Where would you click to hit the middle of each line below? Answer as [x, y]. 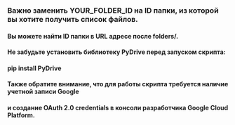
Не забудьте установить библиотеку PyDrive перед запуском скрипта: [116, 52]
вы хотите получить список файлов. [73, 19]
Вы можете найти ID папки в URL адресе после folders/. [93, 36]
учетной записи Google [43, 92]
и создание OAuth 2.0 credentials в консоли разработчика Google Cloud [118, 107]
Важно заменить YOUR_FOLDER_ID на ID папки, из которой [113, 11]
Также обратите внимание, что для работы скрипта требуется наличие [118, 84]
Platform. [21, 115]
